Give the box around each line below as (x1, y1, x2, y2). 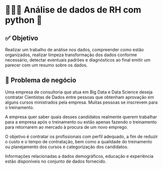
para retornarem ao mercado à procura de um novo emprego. (5, 124, 129, 130)
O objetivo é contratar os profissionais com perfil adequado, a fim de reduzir (5, 133, 158, 139)
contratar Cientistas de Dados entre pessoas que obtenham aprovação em (5, 94, 154, 100)
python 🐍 (5, 15, 42, 26)
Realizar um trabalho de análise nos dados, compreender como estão (5, 47, 144, 52)
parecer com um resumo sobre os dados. (5, 62, 88, 68)
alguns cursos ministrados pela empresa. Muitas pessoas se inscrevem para (5, 99, 158, 105)
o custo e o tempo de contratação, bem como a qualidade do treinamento (5, 138, 152, 144)
